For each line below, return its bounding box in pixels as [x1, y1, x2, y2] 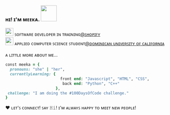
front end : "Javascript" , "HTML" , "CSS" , [60, 76, 150, 81]
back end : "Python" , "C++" [62, 81, 120, 86]
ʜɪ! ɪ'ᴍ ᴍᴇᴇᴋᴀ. [5, 16, 40, 23]
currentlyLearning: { [10, 72, 56, 77]
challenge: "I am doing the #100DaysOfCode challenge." [7, 91, 129, 96]
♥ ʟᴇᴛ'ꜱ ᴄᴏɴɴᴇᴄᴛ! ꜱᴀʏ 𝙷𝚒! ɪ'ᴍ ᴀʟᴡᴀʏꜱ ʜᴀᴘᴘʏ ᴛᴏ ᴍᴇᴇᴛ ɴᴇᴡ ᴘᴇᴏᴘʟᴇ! [5, 105, 136, 111]
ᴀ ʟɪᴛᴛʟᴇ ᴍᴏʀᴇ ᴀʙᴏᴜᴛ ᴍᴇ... [5, 52, 58, 58]
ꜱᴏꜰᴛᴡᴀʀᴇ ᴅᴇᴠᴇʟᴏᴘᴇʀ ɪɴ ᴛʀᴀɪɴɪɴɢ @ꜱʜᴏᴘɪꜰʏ [14, 31, 101, 38]
